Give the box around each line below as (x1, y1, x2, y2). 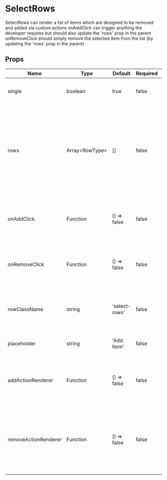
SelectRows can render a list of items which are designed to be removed (5, 19, 154, 25)
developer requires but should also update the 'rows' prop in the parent (5, 30, 152, 36)
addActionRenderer (7, 377, 53, 384)
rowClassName (7, 306, 43, 313)
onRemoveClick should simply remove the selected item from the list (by (5, 35, 153, 41)
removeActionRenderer (7, 436, 62, 443)
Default (112, 70, 131, 77)
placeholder (7, 340, 36, 347)
